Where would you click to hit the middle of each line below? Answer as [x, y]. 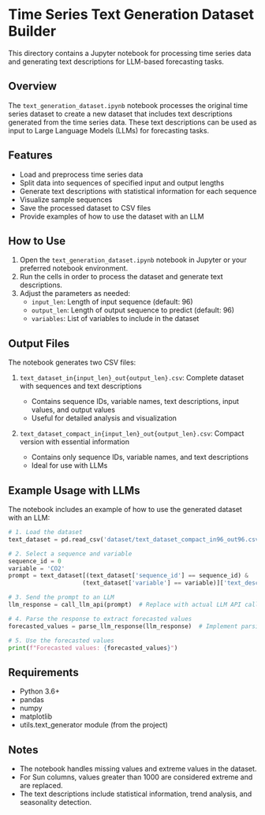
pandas [32, 700]
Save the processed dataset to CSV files [85, 207]
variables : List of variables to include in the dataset [115, 319]
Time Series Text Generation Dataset [131, 15]
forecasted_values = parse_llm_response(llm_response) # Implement [123, 626]
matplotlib [36, 716]
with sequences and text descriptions [80, 386]
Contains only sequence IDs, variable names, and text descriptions [140, 457]
